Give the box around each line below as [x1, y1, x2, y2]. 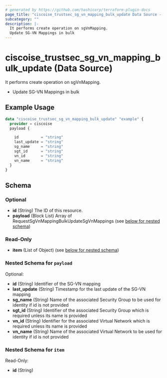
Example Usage [5, 103, 55, 112]
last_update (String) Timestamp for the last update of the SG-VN [12, 286, 146, 292]
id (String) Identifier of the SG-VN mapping [12, 281, 101, 287]
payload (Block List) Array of [12, 213, 72, 219]
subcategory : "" [5, 16, 39, 21]
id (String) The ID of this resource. [12, 208, 83, 214]
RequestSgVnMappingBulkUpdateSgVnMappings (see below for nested [12, 218, 161, 224]
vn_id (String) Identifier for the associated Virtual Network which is [12, 318, 151, 324]
